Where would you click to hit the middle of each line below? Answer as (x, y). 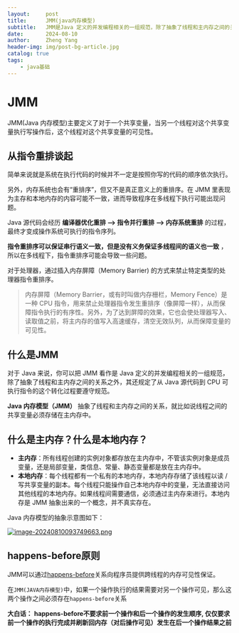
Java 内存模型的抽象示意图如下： (56, 517)
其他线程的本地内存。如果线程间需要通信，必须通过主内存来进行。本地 (121, 494)
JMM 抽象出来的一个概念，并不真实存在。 (93, 502)
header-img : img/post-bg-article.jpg (63, 47)
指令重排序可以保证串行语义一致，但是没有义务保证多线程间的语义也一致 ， (117, 247)
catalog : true (28, 54)
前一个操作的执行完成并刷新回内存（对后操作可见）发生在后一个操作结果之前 (119, 622)
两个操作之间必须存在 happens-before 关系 (67, 598)
